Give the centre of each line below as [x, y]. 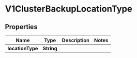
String [50, 48]
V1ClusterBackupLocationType [69, 9]
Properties [21, 27]
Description [76, 40]
